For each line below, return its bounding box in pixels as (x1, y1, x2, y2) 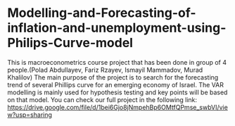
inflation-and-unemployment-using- (7, 20, 227, 36)
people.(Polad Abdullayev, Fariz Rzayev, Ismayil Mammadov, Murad (7, 65, 203, 74)
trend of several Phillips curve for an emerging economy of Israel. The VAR (7, 80, 224, 89)
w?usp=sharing (7, 111, 53, 119)
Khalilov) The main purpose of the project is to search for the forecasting (7, 73, 219, 82)
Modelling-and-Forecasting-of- (7, 5, 196, 21)
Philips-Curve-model (7, 35, 134, 51)
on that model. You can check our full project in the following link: (7, 95, 198, 103)
